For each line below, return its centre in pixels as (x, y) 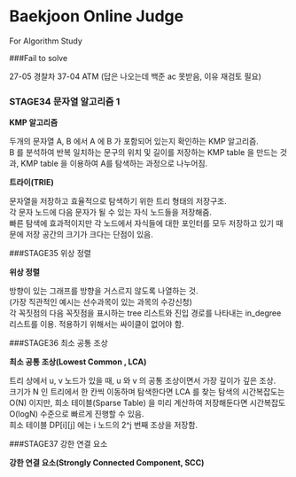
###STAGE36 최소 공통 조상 (58, 343)
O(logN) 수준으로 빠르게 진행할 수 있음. (77, 414)
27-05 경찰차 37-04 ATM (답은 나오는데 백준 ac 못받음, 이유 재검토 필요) (135, 76)
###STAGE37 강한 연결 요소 (58, 444)
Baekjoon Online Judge (97, 16)
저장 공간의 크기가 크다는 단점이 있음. (89, 235)
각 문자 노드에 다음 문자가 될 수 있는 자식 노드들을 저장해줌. (111, 212)
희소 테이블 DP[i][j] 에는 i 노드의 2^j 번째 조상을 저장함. (103, 425)
